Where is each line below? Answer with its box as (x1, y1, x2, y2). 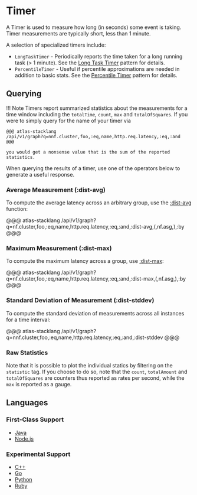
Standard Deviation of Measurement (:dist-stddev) (6, 297, 155, 305)
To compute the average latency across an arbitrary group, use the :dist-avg (6, 199, 192, 206)
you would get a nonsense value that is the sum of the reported (6, 149, 170, 155)
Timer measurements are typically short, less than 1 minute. (6, 30, 151, 37)
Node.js (14, 435, 34, 442)
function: (6, 206, 28, 213)
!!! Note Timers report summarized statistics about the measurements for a (6, 105, 188, 112)
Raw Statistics (6, 349, 48, 357)
